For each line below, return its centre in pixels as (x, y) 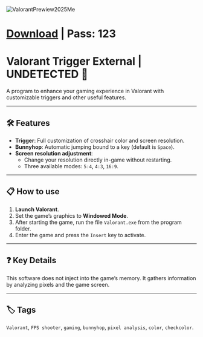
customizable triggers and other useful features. (66, 97)
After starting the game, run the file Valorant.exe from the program (98, 222)
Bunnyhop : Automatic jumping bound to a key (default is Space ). (95, 147)
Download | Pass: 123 (61, 34)
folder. (23, 228)
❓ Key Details (31, 260)
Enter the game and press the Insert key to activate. (80, 235)
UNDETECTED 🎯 (47, 74)
